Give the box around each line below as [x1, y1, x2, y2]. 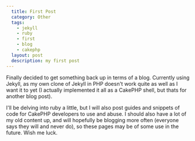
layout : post [11, 52, 43, 58]
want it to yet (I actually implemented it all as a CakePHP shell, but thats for [6, 86, 187, 93]
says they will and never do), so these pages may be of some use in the [6, 123, 179, 130]
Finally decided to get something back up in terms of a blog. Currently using [6, 74, 190, 81]
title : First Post [11, 8, 57, 15]
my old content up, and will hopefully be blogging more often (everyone [6, 116, 179, 123]
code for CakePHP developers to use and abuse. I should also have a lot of [6, 110, 187, 117]
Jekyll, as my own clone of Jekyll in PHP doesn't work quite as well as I [6, 80, 178, 87]
